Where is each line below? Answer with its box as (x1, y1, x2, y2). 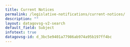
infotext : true (5, 30, 37, 35)
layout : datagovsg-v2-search (5, 21, 65, 26)
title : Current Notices (5, 7, 55, 12)
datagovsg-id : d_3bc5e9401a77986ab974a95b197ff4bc (5, 35, 112, 40)
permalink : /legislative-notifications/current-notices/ (5, 12, 126, 17)
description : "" (5, 16, 39, 21)
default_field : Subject (5, 25, 55, 30)
